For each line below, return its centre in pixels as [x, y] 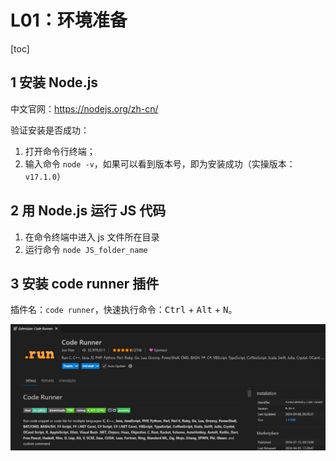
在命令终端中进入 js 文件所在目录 [92, 237]
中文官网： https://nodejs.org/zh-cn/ [84, 108]
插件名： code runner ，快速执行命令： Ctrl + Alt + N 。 [124, 310]
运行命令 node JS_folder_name [86, 249]
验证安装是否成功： [50, 130]
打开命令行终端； [60, 151]
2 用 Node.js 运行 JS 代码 [88, 211]
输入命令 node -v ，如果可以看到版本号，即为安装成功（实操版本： [160, 163]
